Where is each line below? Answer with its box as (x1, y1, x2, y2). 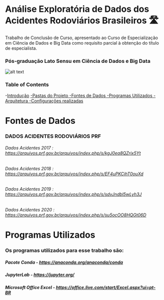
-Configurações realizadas (29, 98, 83, 103)
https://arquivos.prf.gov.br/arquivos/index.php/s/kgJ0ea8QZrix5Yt (5, 150, 141, 156)
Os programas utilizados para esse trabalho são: (5, 247, 124, 254)
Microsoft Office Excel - (5, 284, 55, 290)
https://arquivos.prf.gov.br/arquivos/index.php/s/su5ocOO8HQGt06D (5, 212, 147, 218)
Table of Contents (5, 81, 49, 88)
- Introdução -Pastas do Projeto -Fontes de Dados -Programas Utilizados (5, 93, 153, 99)
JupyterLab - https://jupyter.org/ (5, 272, 75, 278)
